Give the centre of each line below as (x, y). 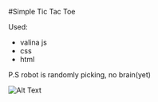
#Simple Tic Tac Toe (42, 12)
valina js (34, 42)
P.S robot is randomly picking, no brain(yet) (80, 75)
